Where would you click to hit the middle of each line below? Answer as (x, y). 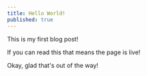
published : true (30, 20)
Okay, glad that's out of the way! (53, 65)
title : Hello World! (37, 13)
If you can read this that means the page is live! (74, 52)
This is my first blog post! (43, 39)
